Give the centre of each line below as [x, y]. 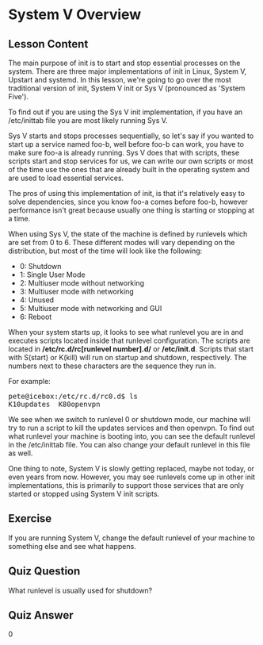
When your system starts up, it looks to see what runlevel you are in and [126, 332]
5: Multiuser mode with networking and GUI [91, 308]
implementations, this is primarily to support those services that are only [126, 485]
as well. [21, 453]
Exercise [30, 518]
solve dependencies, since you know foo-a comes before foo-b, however [128, 202]
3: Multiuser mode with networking [77, 292]
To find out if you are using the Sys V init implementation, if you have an [126, 112]
